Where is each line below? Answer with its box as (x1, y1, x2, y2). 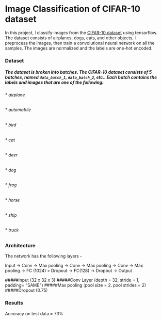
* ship (5, 212, 17, 218)
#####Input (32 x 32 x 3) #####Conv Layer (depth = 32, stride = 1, (5, 277, 140, 283)
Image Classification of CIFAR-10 (5, 3, 141, 15)
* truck (5, 227, 19, 233)
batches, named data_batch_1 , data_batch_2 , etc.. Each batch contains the (5, 74, 157, 80)
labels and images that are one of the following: (5, 80, 104, 85)
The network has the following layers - (5, 253, 82, 259)
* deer (5, 152, 18, 158)
